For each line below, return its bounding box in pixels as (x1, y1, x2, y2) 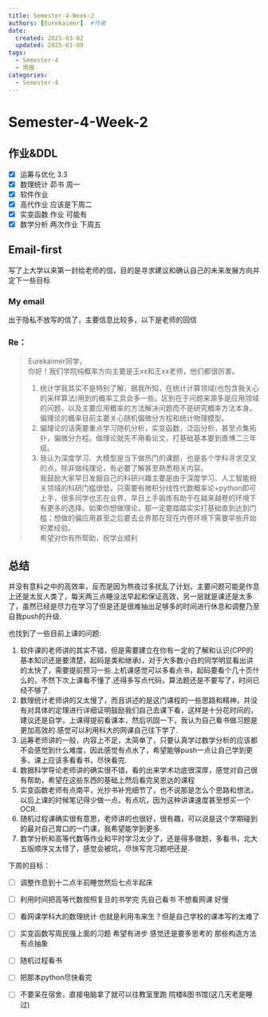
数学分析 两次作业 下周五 (19, 219, 101, 228)
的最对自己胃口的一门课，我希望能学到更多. (19, 824, 162, 833)
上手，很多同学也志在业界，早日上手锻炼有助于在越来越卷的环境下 (39, 493, 257, 503)
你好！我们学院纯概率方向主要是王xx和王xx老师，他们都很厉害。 (27, 367, 239, 376)
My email (8, 296, 45, 307)
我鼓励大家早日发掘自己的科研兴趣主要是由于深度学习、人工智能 (39, 473, 250, 483)
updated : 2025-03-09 (15, 42, 84, 50)
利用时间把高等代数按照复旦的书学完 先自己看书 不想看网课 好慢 (19, 895, 229, 904)
